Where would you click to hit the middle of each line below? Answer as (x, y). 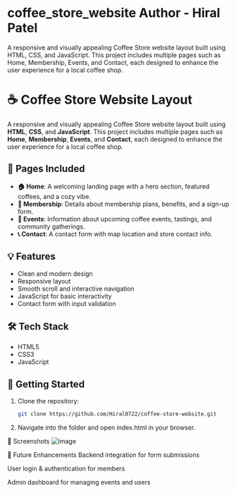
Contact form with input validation (67, 303)
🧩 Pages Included (46, 169)
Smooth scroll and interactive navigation (76, 288)
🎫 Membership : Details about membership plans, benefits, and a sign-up (123, 204)
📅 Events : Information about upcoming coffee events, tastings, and (115, 219)
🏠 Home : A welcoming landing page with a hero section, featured (113, 186)
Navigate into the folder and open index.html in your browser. (106, 427)
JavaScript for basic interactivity (64, 296)
